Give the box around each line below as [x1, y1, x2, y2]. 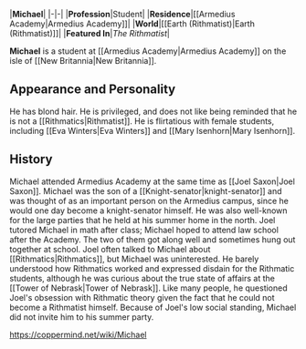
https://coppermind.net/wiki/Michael [9, 329, 147, 340]
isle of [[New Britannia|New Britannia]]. [9, 56, 157, 66]
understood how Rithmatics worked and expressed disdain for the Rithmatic [9, 262, 295, 273]
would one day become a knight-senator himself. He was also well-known [9, 205, 288, 216]
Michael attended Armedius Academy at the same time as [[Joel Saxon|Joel [9, 176, 295, 187]
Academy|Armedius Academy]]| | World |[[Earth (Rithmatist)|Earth [9, 18, 256, 29]
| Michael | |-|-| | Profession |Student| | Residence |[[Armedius [9, 9, 236, 19]
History [9, 151, 53, 168]
